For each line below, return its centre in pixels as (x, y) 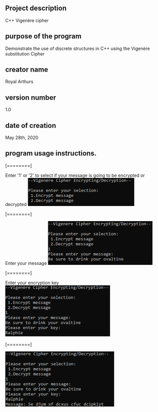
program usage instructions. (51, 153)
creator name (27, 70)
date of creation (31, 125)
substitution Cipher (25, 54)
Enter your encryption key (32, 283)
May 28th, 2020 (22, 138)
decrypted (16, 204)
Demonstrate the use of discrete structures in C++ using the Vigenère (77, 48)
